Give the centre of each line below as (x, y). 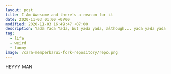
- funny (18, 48)
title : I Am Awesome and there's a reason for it (59, 15)
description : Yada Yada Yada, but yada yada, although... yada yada (80, 29)
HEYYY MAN (19, 67)
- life (17, 39)
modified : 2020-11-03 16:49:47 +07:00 (47, 24)
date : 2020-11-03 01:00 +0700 (38, 19)
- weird (18, 43)
